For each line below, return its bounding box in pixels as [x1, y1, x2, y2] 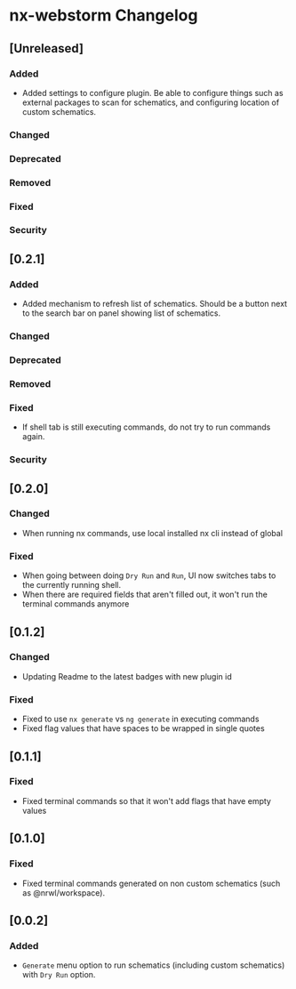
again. [21, 431, 45, 442]
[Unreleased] [9, 41, 84, 56]
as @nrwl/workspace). [21, 887, 105, 898]
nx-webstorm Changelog [9, 5, 198, 26]
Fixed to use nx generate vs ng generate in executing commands [21, 713, 260, 725]
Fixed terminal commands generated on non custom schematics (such [21, 878, 281, 888]
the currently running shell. [21, 580, 122, 591]
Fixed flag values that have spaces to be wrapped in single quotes [21, 723, 265, 734]
